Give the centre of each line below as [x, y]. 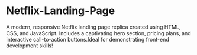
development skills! [30, 46]
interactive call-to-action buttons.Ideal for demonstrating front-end [88, 39]
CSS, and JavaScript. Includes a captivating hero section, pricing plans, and [98, 33]
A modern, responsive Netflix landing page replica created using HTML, [93, 27]
